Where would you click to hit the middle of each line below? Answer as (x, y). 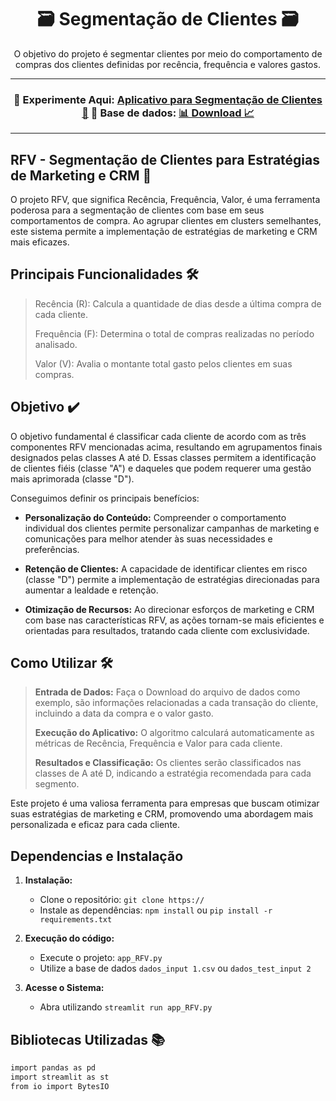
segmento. (57, 784)
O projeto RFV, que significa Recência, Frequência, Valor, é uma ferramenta (165, 200)
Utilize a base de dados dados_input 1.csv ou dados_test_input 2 (175, 968)
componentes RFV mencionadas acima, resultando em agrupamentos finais (166, 447)
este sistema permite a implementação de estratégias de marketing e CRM (164, 232)
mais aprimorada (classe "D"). (72, 478)
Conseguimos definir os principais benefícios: (105, 498)
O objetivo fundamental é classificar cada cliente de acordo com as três (158, 436)
